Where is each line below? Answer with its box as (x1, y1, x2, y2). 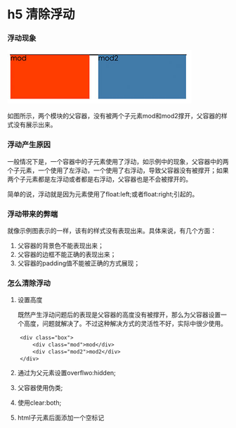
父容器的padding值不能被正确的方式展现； (17, 259, 140, 267)
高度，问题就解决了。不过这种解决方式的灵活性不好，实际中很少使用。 (23, 320, 227, 328)
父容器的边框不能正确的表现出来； (17, 251, 117, 259)
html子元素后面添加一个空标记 (17, 413, 105, 422)
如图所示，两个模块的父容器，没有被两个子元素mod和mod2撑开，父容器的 (7, 112, 221, 120)
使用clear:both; (17, 398, 62, 407)
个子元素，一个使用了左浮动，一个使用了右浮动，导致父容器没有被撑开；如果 (7, 166, 229, 175)
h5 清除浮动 (7, 6, 75, 23)
